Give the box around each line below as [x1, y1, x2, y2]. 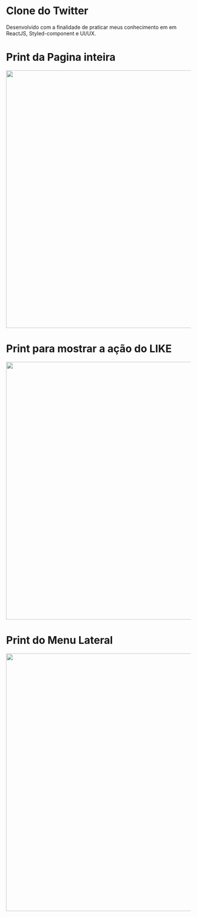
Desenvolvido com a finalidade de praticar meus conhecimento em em [6, 24, 177, 31]
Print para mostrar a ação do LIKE [6, 342, 172, 356]
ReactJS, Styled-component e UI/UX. [6, 29, 96, 37]
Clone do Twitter [6, 4, 89, 18]
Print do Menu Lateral [6, 634, 113, 647]
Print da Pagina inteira [6, 51, 116, 64]
